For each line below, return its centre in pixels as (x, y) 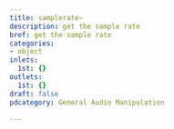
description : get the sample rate (75, 26)
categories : (32, 43)
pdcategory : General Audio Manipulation (87, 102)
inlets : (24, 60)
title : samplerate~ (46, 18)
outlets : (26, 77)
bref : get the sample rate (61, 35)
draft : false (34, 94)
